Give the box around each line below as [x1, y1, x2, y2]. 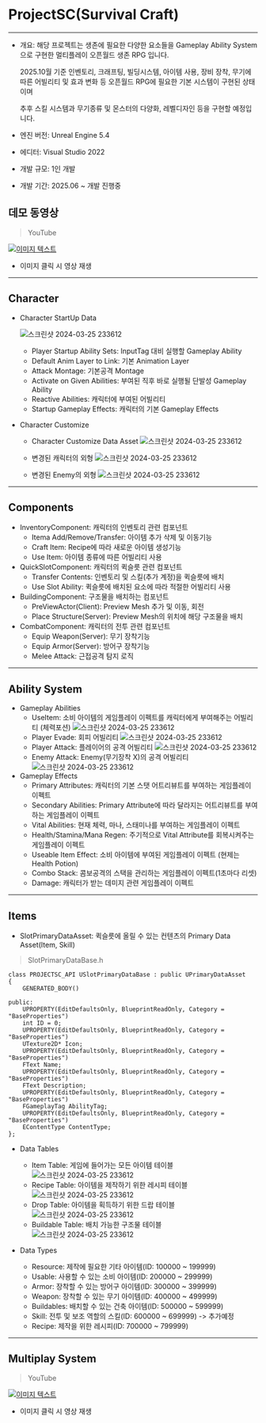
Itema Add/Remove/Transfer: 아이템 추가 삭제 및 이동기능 [31, 532, 212, 542]
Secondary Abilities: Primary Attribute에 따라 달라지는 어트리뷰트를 [31, 800, 244, 810]
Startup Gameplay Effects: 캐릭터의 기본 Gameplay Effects [31, 404, 219, 414]
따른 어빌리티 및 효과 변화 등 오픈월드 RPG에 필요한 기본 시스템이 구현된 [19, 77, 241, 86]
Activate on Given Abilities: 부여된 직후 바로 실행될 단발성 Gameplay [31, 376, 247, 385]
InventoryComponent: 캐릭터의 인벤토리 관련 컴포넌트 [19, 523, 188, 532]
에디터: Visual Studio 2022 [19, 147, 105, 156]
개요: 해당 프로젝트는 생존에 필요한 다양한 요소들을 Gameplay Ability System [19, 40, 258, 49]
